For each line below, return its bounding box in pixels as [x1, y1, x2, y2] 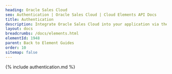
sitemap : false [5, 50, 38, 55]
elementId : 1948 [5, 36, 40, 41]
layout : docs [5, 26, 33, 31]
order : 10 [5, 45, 27, 50]
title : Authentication [5, 17, 54, 22]
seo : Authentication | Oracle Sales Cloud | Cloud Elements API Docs [5, 12, 157, 17]
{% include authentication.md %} [5, 64, 76, 70]
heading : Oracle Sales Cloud [5, 7, 68, 13]
